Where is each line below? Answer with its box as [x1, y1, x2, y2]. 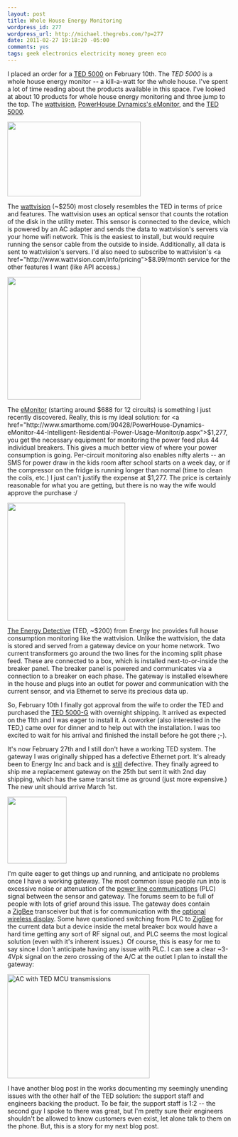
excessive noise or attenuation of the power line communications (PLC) [7, 884, 217, 893]
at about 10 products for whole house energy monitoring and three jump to [7, 92, 226, 100]
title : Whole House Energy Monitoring [7, 17, 122, 24]
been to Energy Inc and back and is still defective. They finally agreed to [7, 759, 219, 768]
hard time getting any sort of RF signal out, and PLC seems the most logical [7, 929, 228, 938]
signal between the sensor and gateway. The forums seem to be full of [7, 892, 215, 900]
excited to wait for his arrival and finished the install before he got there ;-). [7, 731, 227, 739]
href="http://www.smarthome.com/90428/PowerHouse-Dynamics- [7, 421, 205, 429]
